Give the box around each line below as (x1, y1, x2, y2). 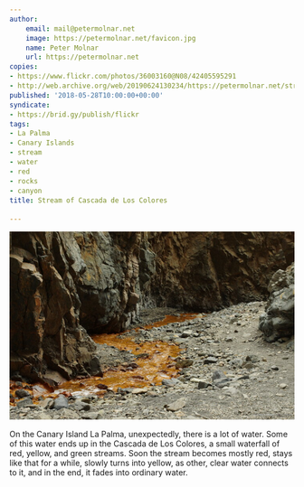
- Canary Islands (9, 138, 75, 148)
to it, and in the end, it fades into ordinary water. (9, 467, 188, 478)
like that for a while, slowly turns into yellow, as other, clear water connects (9, 457, 290, 469)
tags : (9, 119, 30, 128)
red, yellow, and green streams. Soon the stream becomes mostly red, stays (9, 448, 293, 459)
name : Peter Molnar (25, 43, 100, 52)
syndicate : (9, 100, 51, 109)
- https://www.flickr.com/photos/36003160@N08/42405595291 (9, 72, 237, 81)
